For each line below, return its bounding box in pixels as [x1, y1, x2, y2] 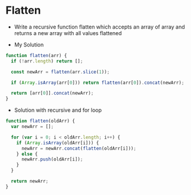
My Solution [14, 41, 44, 48]
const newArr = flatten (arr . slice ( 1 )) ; [11, 69, 110, 75]
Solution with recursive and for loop [14, 106, 102, 114]
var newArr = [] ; [11, 124, 54, 130]
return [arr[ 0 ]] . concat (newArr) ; [11, 90, 94, 96]
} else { [16, 151, 38, 157]
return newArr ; [11, 178, 49, 184]
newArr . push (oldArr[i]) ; [21, 156, 83, 162]
